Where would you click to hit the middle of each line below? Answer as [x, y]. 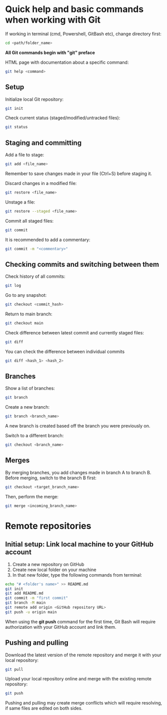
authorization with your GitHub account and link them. [61, 627]
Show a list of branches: [30, 388]
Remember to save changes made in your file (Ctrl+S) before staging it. [79, 173]
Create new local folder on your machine [54, 570]
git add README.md [24, 593]
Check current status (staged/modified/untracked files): [63, 118]
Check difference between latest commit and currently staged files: [74, 332]
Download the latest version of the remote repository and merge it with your [83, 655]
